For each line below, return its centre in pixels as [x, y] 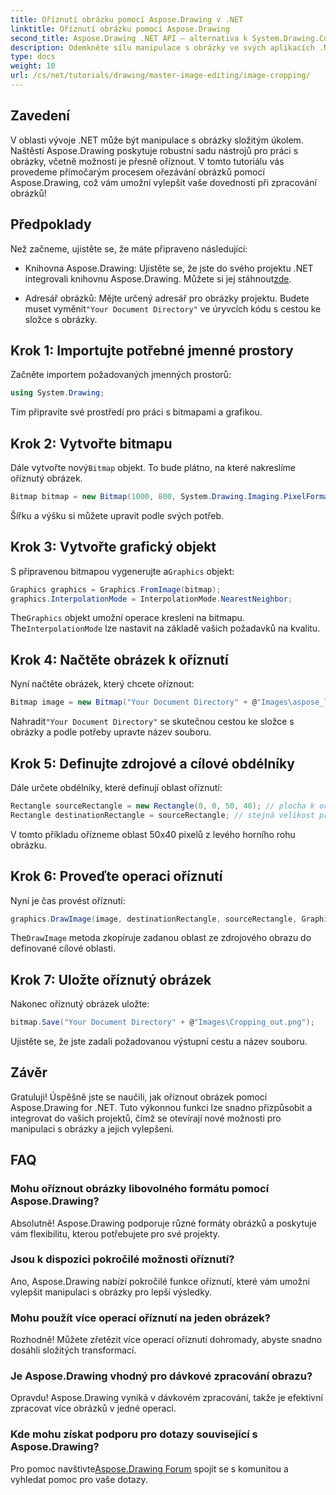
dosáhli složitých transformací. [73, 1350]
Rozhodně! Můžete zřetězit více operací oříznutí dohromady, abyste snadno [166, 1340]
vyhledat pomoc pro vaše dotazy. [79, 1479]
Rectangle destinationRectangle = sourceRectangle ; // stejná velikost [162, 815]
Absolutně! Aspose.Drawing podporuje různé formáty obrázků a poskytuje [163, 1223]
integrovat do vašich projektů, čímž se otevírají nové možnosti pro [146, 1118]
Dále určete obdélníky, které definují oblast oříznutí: [116, 787]
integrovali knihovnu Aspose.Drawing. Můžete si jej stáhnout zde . [158, 278]
